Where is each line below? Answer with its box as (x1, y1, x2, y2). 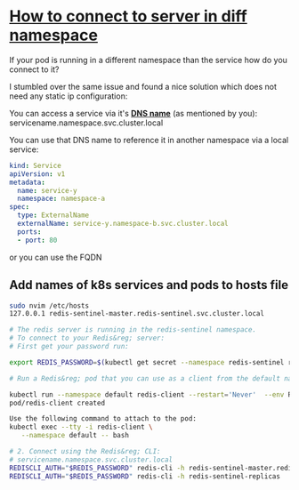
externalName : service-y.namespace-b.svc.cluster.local (17, 220, 229, 229)
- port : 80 (17, 236, 58, 245)
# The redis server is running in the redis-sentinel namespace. (9, 325, 256, 334)
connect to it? (9, 64, 60, 75)
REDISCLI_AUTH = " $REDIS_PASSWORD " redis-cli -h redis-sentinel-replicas (9, 471, 280, 481)
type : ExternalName (17, 211, 90, 220)
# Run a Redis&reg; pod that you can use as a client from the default (9, 374, 280, 383)
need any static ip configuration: (9, 91, 128, 101)
